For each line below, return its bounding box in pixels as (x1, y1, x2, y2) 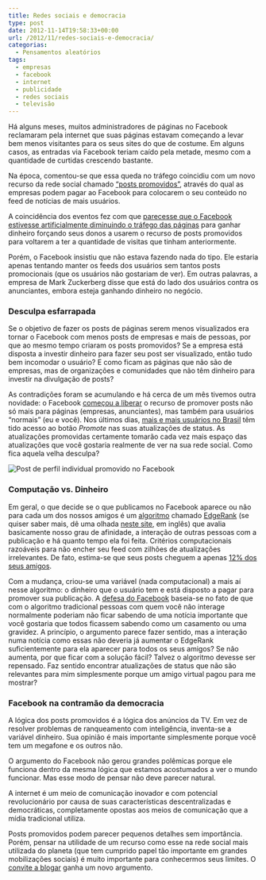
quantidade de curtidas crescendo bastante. (8, 156, 153, 165)
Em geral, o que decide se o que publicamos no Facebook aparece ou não (8, 501, 252, 512)
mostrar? (8, 678, 38, 687)
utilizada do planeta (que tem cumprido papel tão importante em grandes (8, 846, 248, 855)
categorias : (8, 41, 48, 49)
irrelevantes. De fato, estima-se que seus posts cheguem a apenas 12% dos (8, 552, 257, 562)
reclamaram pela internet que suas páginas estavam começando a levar (8, 130, 245, 140)
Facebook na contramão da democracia (8, 697, 164, 709)
